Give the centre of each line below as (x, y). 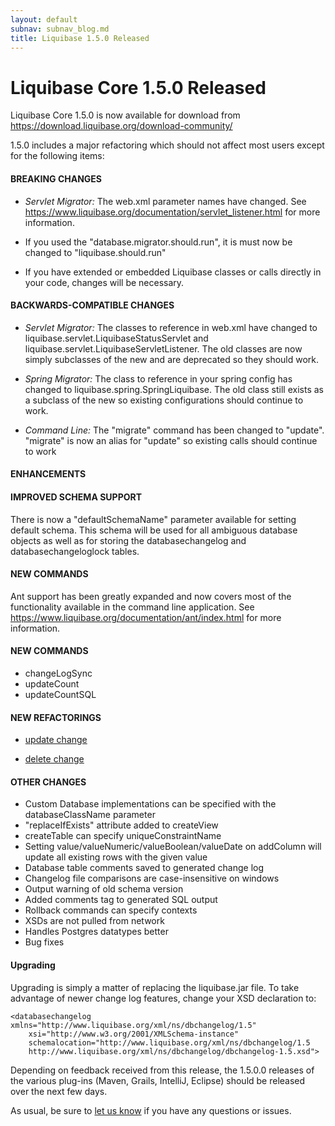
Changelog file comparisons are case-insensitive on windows (152, 878)
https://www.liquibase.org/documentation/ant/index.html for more (146, 617)
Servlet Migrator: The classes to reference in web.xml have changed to (171, 327)
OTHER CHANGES (48, 782)
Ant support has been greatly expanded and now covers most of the (151, 596)
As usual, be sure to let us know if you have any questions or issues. (151, 1110)
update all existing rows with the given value (116, 857)
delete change (54, 759)
